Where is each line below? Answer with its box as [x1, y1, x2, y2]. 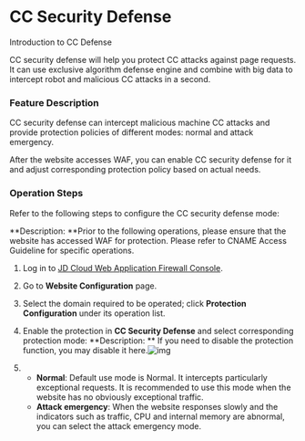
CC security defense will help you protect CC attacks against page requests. [9, 54, 297, 65]
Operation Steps [9, 187, 84, 200]
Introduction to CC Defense [9, 37, 112, 47]
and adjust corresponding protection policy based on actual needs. [9, 164, 261, 175]
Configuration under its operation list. [22, 308, 166, 319]
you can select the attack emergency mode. [36, 420, 202, 431]
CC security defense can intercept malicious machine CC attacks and [9, 117, 270, 129]
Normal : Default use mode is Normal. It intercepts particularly [36, 372, 269, 383]
